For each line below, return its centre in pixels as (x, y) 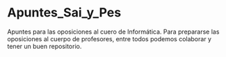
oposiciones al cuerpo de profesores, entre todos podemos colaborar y (110, 38)
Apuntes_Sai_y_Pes (64, 13)
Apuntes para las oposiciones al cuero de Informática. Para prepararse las (113, 32)
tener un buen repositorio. (45, 46)
